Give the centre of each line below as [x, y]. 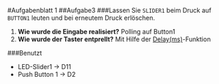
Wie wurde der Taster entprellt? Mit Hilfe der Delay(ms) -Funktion [114, 39]
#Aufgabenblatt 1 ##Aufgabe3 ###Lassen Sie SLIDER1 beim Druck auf [109, 10]
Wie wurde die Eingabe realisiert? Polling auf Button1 [96, 32]
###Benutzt [25, 53]
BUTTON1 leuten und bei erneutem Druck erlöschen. [81, 18]
